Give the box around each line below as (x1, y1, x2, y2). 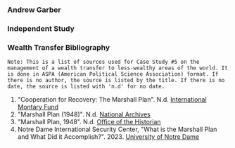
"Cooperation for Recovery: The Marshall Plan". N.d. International (17, 95, 207, 104)
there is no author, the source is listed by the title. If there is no (7, 77, 225, 84)
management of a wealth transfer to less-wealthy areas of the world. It (7, 65, 229, 72)
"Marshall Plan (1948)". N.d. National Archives (17, 110, 151, 119)
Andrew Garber (7, 5, 61, 15)
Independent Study (7, 23, 75, 33)
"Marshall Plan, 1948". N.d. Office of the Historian (17, 118, 161, 126)
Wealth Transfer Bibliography (7, 42, 110, 52)
